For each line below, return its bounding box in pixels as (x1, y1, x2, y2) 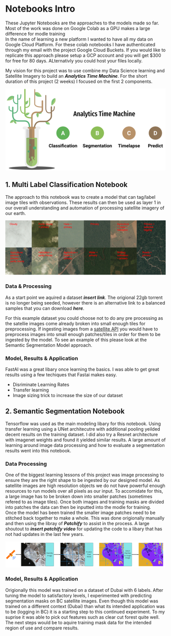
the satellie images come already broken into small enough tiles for (5, 320, 146, 326)
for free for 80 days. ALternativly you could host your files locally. (5, 57, 142, 64)
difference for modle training (5, 31, 65, 37)
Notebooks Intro (5, 3, 75, 15)
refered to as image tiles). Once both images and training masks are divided (5, 499, 164, 505)
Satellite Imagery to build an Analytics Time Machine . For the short (5, 73, 148, 79)
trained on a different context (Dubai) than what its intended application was (5, 603, 165, 609)
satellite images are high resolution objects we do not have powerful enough (5, 482, 165, 489)
